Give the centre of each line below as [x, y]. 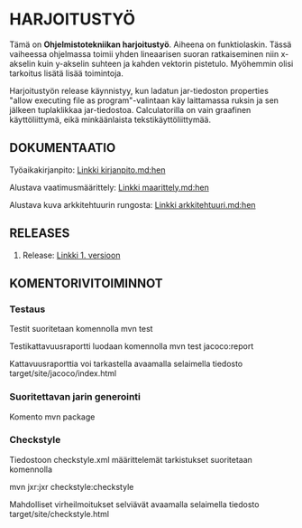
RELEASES [40, 234]
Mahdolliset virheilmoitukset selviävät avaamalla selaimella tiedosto [134, 504]
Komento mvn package [52, 417]
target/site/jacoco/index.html [63, 373]
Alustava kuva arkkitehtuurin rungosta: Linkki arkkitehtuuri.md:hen [133, 204]
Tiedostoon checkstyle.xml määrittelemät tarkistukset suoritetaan [131, 459]
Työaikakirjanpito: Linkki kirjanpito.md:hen [87, 170]
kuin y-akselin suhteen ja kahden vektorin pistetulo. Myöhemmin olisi [165, 63]
